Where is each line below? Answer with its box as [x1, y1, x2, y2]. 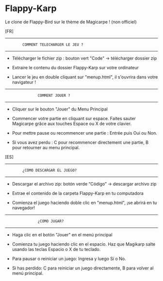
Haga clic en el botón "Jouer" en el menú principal [12, 232, 113, 237]
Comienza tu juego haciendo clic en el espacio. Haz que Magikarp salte [12, 241, 156, 247]
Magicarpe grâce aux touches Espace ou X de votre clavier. [12, 121, 132, 126]
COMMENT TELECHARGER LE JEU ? [22, 42, 83, 47]
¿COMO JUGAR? [37, 219, 64, 223]
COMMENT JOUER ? [37, 93, 70, 98]
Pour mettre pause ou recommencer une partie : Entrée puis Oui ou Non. [12, 130, 158, 136]
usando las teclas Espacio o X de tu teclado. [12, 246, 101, 252]
